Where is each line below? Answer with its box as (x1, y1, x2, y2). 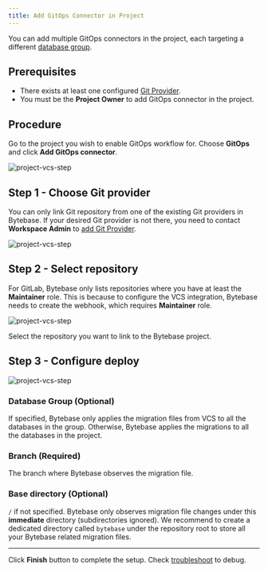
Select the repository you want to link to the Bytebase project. (8, 331, 211, 341)
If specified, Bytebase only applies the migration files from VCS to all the (8, 413, 246, 423)
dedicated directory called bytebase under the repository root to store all (8, 523, 246, 533)
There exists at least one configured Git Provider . (19, 86, 181, 96)
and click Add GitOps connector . (8, 147, 118, 157)
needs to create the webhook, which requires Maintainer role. (8, 300, 213, 310)
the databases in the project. (8, 430, 103, 440)
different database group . (8, 41, 93, 52)
